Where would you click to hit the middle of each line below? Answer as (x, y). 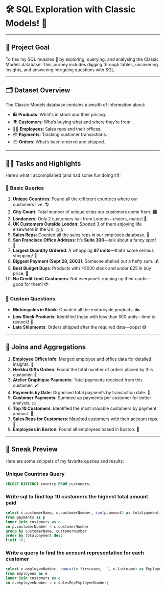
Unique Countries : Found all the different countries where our (75, 199)
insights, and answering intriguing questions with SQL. (60, 70)
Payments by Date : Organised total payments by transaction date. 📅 (82, 392)
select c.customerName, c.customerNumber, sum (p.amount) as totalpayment (82, 513)
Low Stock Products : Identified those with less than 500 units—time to (84, 317)
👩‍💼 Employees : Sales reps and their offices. (57, 129)
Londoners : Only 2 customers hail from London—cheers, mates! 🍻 (80, 218)
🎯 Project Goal (28, 47)
